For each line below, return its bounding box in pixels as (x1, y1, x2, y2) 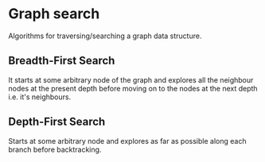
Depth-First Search (8, 115, 106, 129)
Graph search (8, 5, 100, 23)
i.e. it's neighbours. (8, 92, 72, 102)
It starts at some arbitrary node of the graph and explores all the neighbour (8, 75, 254, 84)
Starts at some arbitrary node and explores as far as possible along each (8, 136, 247, 145)
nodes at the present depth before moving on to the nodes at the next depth (8, 83, 258, 93)
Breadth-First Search (8, 54, 115, 67)
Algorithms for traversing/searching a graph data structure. (8, 31, 202, 40)
